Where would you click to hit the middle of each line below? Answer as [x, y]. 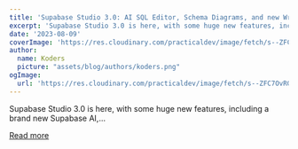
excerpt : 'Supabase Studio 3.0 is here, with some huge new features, [142, 26]
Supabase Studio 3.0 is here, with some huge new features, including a [139, 108]
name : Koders [41, 59]
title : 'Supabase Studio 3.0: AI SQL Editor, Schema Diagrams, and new [144, 17]
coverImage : [31, 42]
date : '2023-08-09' [45, 34]
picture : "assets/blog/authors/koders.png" [98, 67]
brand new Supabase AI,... [58, 118]
